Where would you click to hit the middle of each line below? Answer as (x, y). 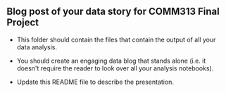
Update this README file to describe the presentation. (95, 82)
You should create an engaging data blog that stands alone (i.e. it (111, 61)
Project (23, 23)
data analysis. (37, 47)
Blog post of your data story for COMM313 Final (113, 12)
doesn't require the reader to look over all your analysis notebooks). (115, 68)
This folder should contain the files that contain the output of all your (116, 39)
